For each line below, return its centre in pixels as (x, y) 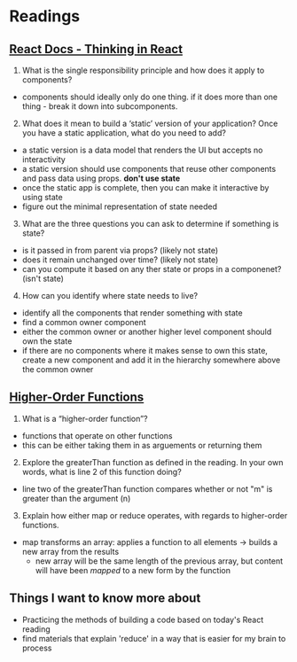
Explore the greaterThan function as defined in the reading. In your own (152, 462)
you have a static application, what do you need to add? (124, 133)
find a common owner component (84, 322)
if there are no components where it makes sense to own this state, (145, 350)
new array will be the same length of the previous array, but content (159, 561)
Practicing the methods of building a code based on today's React (143, 619)
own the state (47, 341)
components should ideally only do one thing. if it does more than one (150, 97)
